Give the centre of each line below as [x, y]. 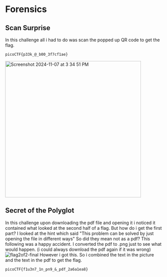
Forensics [26, 9]
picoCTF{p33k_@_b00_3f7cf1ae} [37, 54]
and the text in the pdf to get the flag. [44, 260]
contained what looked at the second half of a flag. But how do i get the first [83, 228]
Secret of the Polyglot [40, 210]
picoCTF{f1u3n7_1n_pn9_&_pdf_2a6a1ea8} [47, 269]
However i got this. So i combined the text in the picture [97, 254]
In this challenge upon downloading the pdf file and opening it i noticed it [80, 223]
